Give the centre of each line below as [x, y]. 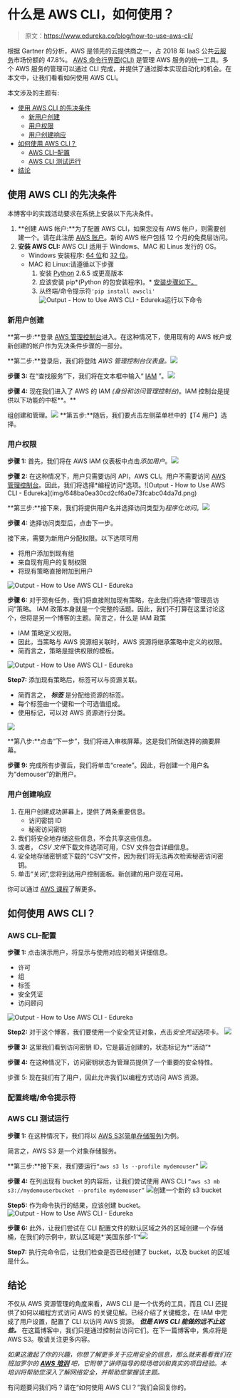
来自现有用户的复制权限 [52, 562]
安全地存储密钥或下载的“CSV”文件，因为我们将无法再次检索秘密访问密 [120, 856]
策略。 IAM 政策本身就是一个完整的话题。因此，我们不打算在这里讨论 [118, 609]
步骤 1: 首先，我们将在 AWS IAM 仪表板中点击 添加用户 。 [89, 461]
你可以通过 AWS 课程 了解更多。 [54, 889]
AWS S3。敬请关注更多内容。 [51, 1340]
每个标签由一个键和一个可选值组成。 [71, 704]
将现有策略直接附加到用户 [55, 571]
